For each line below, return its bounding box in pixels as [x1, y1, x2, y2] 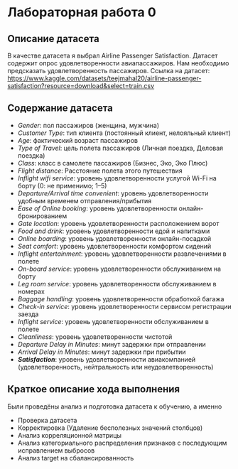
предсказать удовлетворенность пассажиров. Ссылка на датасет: [7, 67, 210, 75]
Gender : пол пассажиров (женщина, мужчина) [17, 121, 160, 129]
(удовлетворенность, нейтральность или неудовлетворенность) [17, 362, 214, 371]
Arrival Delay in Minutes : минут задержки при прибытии [17, 347, 186, 356]
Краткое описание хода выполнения [7, 383, 180, 395]
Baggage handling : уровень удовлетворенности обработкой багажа [17, 294, 225, 303]
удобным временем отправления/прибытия [17, 196, 151, 205]
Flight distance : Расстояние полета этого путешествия [17, 166, 183, 175]
